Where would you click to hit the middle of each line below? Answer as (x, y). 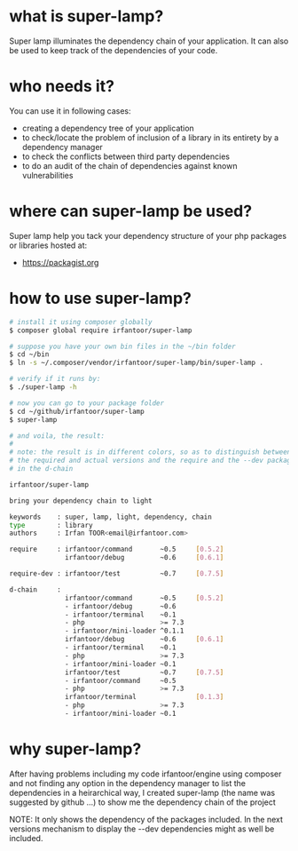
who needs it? (62, 87)
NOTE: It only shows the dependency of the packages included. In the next (146, 819)
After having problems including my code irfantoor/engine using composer (145, 774)
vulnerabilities (47, 175)
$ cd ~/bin (29, 354)
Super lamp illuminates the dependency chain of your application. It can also (149, 41)
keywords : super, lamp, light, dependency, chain (111, 517)
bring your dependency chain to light (81, 501)
